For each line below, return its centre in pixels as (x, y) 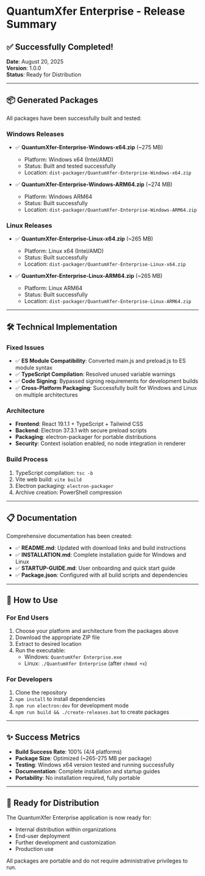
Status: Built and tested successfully (70, 166)
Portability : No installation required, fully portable (77, 778)
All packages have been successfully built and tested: (74, 118)
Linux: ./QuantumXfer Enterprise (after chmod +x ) (86, 664)
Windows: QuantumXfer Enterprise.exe (73, 657)
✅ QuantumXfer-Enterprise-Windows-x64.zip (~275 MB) (89, 148)
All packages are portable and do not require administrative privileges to (97, 861)
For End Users (27, 618)
